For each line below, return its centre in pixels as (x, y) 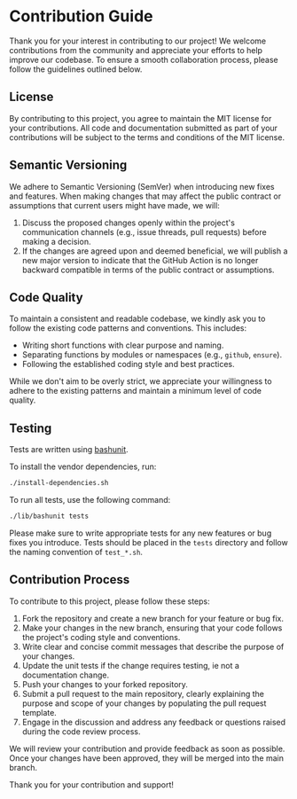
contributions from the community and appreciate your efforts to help (136, 50)
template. (39, 712)
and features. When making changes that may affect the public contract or (145, 196)
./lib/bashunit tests (49, 516)
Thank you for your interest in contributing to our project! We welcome (138, 41)
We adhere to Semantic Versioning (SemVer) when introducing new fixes (142, 186)
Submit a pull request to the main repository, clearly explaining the (143, 693)
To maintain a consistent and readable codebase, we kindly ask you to (137, 319)
